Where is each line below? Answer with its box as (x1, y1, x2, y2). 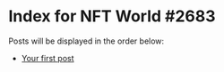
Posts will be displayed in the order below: (8, 36, 165, 46)
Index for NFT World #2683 (8, 6, 216, 27)
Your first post (21, 52, 74, 63)
